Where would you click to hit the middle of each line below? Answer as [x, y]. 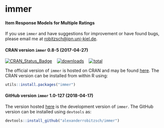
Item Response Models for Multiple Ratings [50, 22]
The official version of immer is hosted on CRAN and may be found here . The [82, 70]
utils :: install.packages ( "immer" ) [41, 85]
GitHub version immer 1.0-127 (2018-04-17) [49, 96]
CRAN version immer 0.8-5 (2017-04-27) [47, 50]
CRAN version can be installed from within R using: [56, 75]
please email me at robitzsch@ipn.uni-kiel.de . [51, 39]
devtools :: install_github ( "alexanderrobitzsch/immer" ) [62, 121]
